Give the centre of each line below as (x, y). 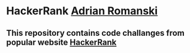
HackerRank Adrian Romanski (82, 11)
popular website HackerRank (61, 42)
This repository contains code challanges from (95, 33)
